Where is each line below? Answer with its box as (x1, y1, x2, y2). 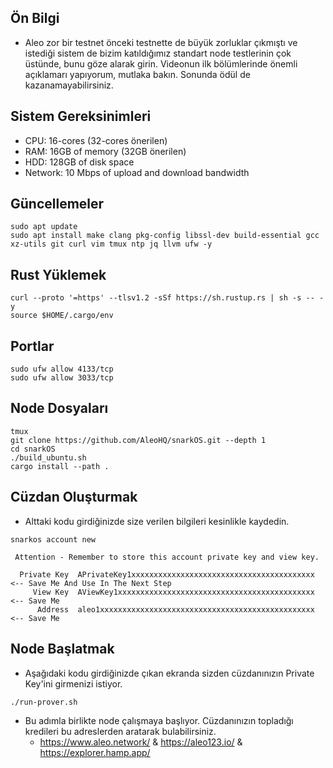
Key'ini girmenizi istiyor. (24, 677, 123, 690)
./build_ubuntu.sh (10, 452, 87, 463)
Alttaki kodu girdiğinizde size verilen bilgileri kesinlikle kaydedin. (24, 515, 290, 527)
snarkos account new (10, 534, 97, 545)
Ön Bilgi (10, 10, 60, 27)
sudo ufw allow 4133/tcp (10, 364, 114, 375)
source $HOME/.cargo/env (10, 311, 114, 321)
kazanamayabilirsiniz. (24, 79, 114, 91)
